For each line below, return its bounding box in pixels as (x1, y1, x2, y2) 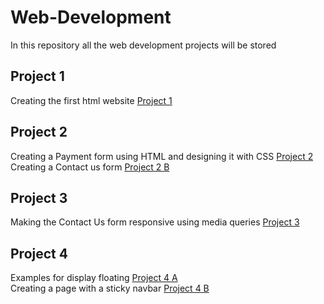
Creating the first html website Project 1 (10, 94, 173, 106)
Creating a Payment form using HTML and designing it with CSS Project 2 (10, 150, 314, 162)
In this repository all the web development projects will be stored (10, 39, 277, 51)
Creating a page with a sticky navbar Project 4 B (10, 282, 210, 295)
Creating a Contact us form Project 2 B (10, 161, 170, 173)
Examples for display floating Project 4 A (10, 272, 178, 284)
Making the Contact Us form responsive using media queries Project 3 (10, 216, 300, 228)
